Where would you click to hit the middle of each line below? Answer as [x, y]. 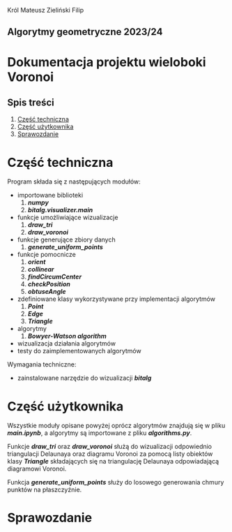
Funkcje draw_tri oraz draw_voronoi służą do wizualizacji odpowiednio [110, 447]
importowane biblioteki [50, 195]
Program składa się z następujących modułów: [74, 182]
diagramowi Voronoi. [37, 469]
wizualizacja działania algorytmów [67, 343]
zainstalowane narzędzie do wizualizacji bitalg [84, 378]
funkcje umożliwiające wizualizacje [68, 217]
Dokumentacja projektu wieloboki [107, 62]
